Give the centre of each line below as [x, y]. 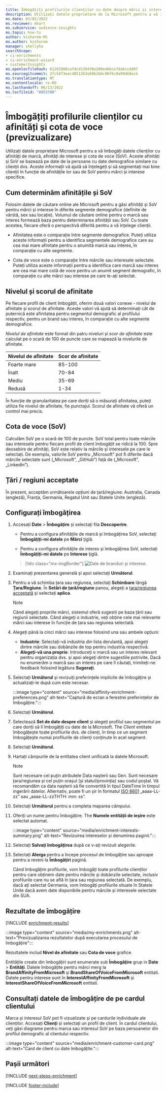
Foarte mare [22, 364]
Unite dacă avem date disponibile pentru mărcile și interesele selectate [84, 890]
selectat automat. [30, 821]
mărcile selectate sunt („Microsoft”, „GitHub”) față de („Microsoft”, [72, 459]
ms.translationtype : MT [30, 78]
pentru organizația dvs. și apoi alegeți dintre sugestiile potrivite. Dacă [90, 657]
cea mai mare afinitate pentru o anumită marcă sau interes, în [75, 245]
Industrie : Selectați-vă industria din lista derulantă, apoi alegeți [84, 642]
